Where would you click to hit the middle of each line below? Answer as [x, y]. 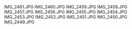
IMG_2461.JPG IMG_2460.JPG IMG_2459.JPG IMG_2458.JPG [66, 7]
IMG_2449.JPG [19, 22]
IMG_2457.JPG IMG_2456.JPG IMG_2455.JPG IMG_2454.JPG [66, 12]
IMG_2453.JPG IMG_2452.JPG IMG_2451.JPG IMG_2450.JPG [66, 17]
